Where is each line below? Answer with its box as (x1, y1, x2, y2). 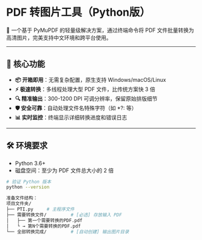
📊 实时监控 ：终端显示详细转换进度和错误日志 (14, 114, 127, 121)
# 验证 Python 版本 (6, 179, 52, 185)
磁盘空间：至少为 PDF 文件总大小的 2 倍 (14, 167, 114, 174)
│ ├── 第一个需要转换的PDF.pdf (6, 217, 83, 223)
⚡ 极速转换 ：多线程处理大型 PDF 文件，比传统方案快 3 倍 (14, 85, 155, 93)
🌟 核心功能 (6, 59, 45, 69)
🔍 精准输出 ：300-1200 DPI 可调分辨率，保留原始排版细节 (14, 94, 158, 102)
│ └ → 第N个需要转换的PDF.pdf (6, 223, 81, 229)
